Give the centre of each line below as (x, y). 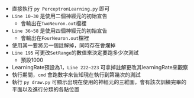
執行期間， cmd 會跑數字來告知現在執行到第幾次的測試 (76, 75)
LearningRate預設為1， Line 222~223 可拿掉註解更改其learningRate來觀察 (100, 67)
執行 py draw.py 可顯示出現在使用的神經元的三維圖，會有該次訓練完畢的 (99, 82)
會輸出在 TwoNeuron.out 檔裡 (54, 23)
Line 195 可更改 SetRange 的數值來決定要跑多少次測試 (75, 53)
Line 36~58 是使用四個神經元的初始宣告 (59, 31)
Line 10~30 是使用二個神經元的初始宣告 (59, 16)
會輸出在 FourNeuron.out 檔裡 (55, 38)
